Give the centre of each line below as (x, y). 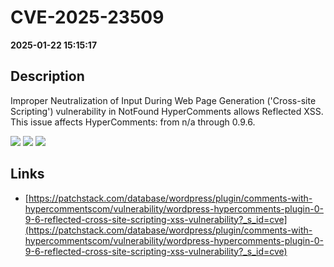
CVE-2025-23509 (87, 17)
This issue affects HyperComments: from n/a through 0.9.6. (133, 122)
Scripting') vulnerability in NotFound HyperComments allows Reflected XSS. (167, 111)
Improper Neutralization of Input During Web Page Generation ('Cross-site (163, 100)
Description (47, 76)
